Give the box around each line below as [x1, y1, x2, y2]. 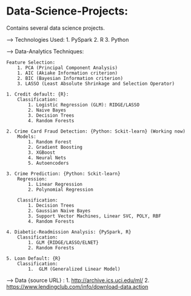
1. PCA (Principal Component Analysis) [17, 65, 118, 71]
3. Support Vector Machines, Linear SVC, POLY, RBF [28, 213, 162, 219]
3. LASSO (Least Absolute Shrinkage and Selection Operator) [17, 81, 175, 87]
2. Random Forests [28, 245, 75, 251]
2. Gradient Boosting [28, 144, 83, 150]
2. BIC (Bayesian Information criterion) [17, 75, 123, 81]
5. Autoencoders [28, 160, 69, 166]
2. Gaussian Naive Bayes [28, 208, 91, 214]
